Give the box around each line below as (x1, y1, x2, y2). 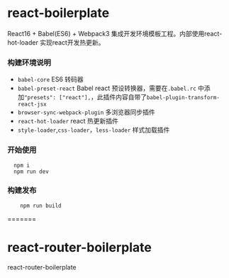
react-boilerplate (7, 5, 110, 21)
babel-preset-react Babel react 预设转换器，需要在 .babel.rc (17, 84, 196, 93)
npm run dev (13, 168, 50, 175)
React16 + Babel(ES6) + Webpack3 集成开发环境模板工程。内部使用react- (7, 29, 223, 38)
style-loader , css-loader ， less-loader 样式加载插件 (17, 126, 170, 134)
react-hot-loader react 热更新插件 (17, 117, 118, 126)
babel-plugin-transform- (146, 94, 220, 101)
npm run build (20, 202, 62, 209)
